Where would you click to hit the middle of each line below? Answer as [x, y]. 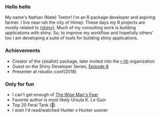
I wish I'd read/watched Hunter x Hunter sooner [60, 110]
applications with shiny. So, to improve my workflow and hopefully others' [79, 33]
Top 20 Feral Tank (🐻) [34, 105]
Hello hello [18, 7]
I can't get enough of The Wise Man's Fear [55, 94]
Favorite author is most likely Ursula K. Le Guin [59, 100]
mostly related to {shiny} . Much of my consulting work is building [70, 28]
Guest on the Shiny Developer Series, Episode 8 [60, 66]
